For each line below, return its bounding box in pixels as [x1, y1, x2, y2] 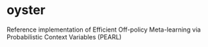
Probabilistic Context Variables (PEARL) [6, 32, 122, 41]
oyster [6, 2, 46, 18]
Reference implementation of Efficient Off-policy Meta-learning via [6, 25, 201, 34]
